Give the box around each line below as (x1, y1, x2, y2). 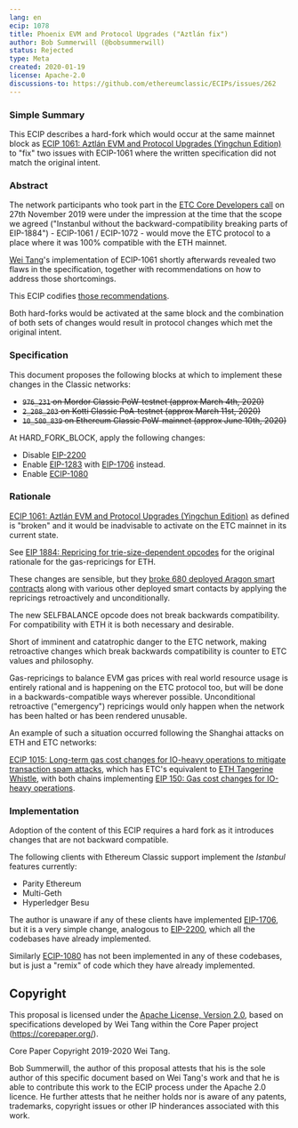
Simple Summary (9, 109, 85, 121)
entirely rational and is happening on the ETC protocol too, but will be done (9, 681, 284, 692)
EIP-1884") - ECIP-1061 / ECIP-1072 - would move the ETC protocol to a (9, 228, 271, 238)
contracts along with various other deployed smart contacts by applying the (9, 583, 287, 593)
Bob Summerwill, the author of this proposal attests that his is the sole (9, 1062, 266, 1073)
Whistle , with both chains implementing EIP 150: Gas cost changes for (9, 773, 265, 784)
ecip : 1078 (9, 21, 50, 30)
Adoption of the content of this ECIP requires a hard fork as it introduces (9, 825, 274, 836)
